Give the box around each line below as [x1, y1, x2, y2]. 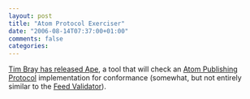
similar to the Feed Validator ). [8, 82, 107, 92]
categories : [8, 42, 49, 50]
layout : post [8, 11, 53, 20]
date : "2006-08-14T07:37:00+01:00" [8, 27, 129, 35]
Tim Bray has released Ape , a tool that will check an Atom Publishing [8, 64, 238, 74]
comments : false [8, 34, 63, 43]
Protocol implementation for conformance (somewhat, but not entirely [8, 73, 242, 83]
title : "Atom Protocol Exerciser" [8, 19, 126, 28]
